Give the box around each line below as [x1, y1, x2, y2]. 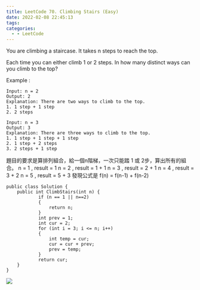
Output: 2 [6, 94, 31, 100]
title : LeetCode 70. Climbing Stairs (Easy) [6, 8, 119, 15]
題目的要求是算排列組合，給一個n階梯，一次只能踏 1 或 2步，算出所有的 [6, 157, 181, 164]
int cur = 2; [38, 220, 70, 227]
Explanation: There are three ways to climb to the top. [6, 130, 151, 136]
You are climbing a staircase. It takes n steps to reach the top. [6, 47, 158, 54]
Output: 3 [6, 125, 31, 131]
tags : [6, 20, 20, 26]
